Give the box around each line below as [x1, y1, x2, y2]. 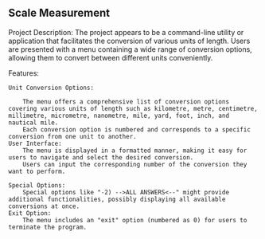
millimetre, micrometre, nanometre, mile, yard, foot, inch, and [8, 112, 229, 119]
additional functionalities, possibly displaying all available [8, 195, 226, 203]
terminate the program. [8, 223, 88, 231]
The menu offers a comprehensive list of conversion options [22, 97, 229, 106]
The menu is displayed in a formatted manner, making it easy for [22, 147, 247, 155]
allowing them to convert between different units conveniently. [8, 53, 213, 62]
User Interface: [8, 139, 62, 147]
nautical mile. [8, 119, 59, 127]
